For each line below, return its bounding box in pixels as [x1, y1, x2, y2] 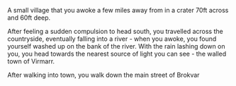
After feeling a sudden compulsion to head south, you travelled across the [7, 27, 223, 35]
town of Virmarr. [7, 57, 55, 66]
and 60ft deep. [7, 13, 51, 22]
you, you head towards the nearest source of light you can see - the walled [7, 49, 227, 58]
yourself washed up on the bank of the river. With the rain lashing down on [7, 42, 225, 50]
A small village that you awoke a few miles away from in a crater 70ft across [7, 6, 229, 14]
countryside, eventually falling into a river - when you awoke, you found [7, 35, 217, 43]
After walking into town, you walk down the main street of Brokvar [7, 70, 200, 79]
